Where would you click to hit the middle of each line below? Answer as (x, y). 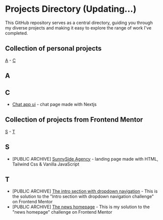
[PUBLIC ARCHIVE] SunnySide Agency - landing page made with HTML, (85, 159)
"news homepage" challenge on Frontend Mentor (62, 212)
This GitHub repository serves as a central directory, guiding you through (79, 23)
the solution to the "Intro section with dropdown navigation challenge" (83, 196)
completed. (16, 33)
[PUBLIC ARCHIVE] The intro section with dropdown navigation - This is (85, 191)
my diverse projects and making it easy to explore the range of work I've (78, 27)
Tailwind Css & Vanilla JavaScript (46, 164)
